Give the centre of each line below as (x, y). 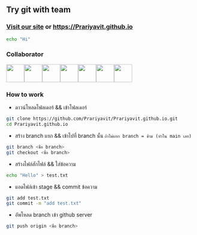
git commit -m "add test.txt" (44, 203)
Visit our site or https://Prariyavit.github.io (69, 27)
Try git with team (38, 10)
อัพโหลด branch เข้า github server (54, 215)
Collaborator (25, 54)
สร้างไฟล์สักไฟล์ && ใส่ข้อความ (45, 164)
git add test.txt (28, 198)
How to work (25, 94)
